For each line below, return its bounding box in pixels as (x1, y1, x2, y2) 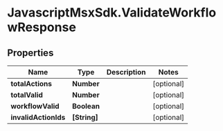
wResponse (7, 19, 76, 35)
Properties (7, 47, 54, 59)
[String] (72, 112, 98, 122)
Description (106, 68, 146, 77)
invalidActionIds (10, 112, 66, 122)
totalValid (10, 90, 44, 99)
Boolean (72, 101, 100, 111)
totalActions (10, 79, 52, 88)
